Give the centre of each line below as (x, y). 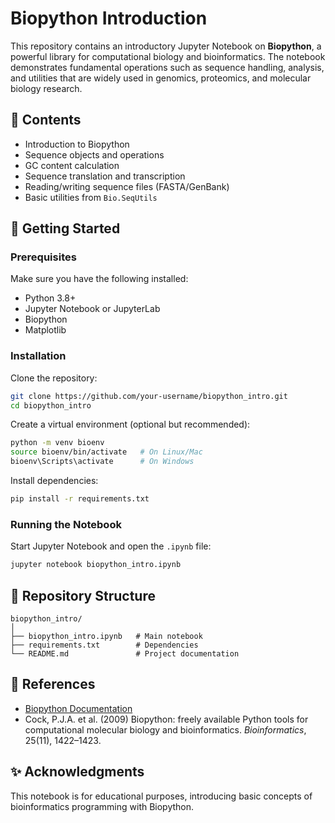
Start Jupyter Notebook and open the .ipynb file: (111, 546)
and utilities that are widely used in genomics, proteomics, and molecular (161, 78)
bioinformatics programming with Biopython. (102, 806)
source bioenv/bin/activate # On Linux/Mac (106, 452)
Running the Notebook (66, 524)
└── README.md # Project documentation (125, 653)
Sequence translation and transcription (105, 176)
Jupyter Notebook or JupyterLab (92, 309)
